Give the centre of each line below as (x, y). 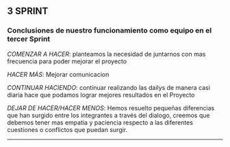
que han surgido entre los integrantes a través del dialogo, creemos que (108, 115)
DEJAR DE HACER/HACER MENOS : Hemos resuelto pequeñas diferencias (111, 108)
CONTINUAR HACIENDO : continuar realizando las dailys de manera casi (109, 87)
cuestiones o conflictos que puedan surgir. (67, 129)
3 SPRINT (28, 11)
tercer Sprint (29, 39)
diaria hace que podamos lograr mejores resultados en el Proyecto (101, 95)
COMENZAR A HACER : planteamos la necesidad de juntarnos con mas (106, 54)
